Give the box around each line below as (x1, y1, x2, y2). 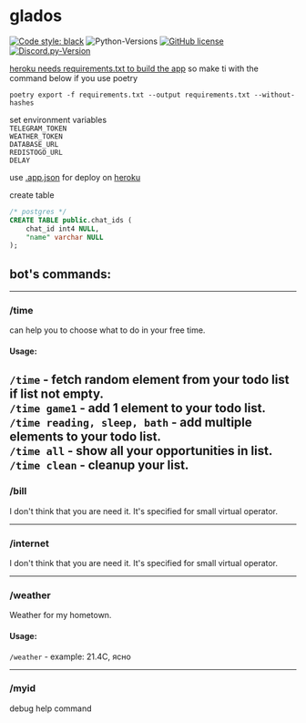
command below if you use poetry (9, 72, 138, 83)
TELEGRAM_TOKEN (9, 124, 67, 133)
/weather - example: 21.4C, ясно (9, 651, 132, 662)
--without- (253, 90, 296, 99)
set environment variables (9, 114, 107, 125)
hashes (9, 98, 35, 108)
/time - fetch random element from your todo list (9, 372, 290, 387)
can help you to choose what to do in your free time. (9, 325, 206, 336)
